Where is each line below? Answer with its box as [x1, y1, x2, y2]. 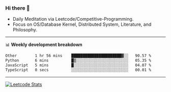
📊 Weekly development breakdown [5, 41, 82, 48]
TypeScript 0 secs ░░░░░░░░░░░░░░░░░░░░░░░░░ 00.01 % [5, 67, 152, 72]
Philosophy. [12, 27, 37, 33]
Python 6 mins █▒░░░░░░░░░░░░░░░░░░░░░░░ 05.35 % [5, 58, 152, 63]
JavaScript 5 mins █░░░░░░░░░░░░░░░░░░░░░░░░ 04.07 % [5, 63, 152, 68]
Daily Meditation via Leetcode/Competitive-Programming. [12, 16, 134, 22]
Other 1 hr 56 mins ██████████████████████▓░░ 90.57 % [5, 53, 152, 59]
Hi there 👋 [5, 5, 31, 12]
